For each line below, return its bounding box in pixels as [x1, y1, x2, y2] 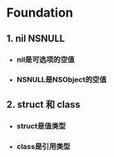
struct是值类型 [16, 121, 66, 131]
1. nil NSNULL [6, 33, 65, 44]
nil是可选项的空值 [16, 54, 75, 64]
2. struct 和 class [6, 99, 81, 110]
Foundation [6, 5, 74, 21]
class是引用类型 [16, 141, 70, 151]
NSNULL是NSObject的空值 [16, 75, 107, 85]
